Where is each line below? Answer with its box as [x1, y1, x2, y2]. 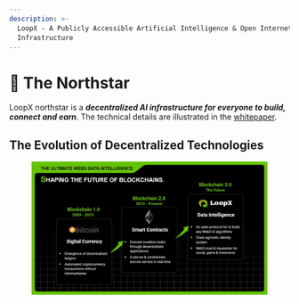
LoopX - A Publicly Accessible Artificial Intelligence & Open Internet [17, 23, 293, 33]
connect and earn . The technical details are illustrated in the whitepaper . [9, 111, 278, 122]
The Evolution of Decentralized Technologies [9, 137, 264, 152]
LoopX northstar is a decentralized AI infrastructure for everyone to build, [9, 103, 287, 113]
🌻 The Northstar [9, 72, 131, 93]
